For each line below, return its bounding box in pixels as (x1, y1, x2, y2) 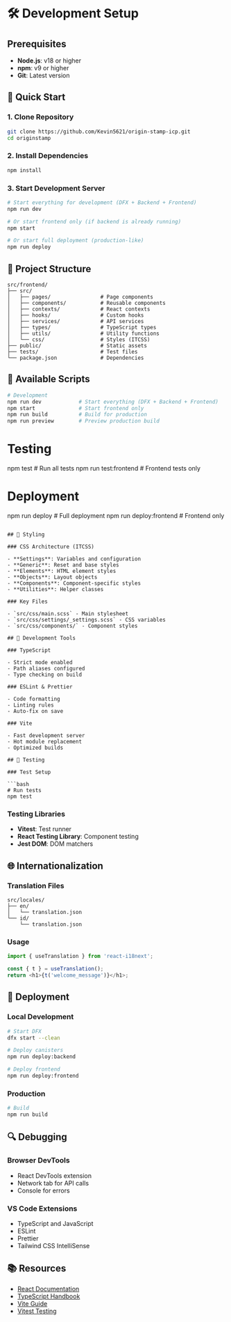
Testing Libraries (7, 809, 66, 819)
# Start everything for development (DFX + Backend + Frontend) (7, 199, 197, 206)
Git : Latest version (17, 71, 70, 79)
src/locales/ (7, 897, 45, 904)
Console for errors (17, 1186, 71, 1195)
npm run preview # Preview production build (7, 418, 160, 425)
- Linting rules (7, 702, 54, 709)
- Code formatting (7, 695, 60, 703)
